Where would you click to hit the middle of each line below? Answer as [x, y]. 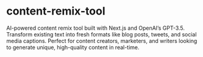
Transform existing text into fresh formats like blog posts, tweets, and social [101, 34]
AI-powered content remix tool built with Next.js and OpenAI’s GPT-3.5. [95, 28]
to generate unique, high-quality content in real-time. [73, 47]
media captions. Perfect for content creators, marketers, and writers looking [102, 41]
